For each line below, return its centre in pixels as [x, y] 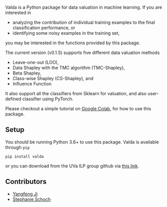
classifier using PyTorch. [48, 99]
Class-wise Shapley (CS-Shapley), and [53, 78]
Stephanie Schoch [32, 199]
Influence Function [32, 84]
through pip [17, 147]
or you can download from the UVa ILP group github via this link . [72, 166]
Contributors [26, 182]
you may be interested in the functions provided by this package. [73, 43]
